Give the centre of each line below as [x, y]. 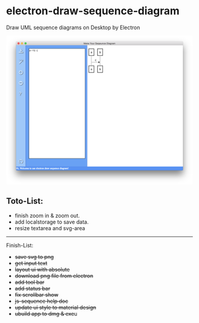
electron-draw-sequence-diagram [93, 11]
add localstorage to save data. [52, 222]
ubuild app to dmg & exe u [46, 313]
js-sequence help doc [41, 301]
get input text [31, 263]
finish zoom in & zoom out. [47, 215]
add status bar [32, 288]
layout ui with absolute [42, 269]
